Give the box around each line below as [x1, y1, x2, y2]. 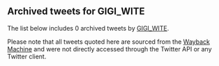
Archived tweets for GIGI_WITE [7, 6, 145, 17]
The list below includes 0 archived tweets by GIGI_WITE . [7, 24, 169, 32]
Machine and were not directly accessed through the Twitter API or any [7, 44, 212, 53]
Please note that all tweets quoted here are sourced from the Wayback [7, 38, 211, 46]
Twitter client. [7, 52, 47, 60]
